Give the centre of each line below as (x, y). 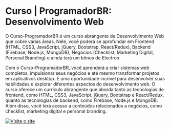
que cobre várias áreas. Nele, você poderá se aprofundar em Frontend (80, 41)
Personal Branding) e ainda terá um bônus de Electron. (63, 58)
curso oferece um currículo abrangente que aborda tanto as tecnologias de (85, 89)
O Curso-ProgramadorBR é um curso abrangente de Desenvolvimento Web (85, 36)
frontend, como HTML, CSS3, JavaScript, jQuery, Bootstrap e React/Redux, (85, 95)
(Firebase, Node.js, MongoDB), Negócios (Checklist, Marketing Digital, (80, 52)
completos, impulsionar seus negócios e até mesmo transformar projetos (82, 73)
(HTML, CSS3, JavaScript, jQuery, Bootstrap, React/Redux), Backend (78, 47)
